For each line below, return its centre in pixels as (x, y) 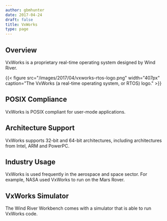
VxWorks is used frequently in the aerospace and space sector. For (76, 174)
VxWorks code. (22, 214)
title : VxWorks (22, 24)
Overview (21, 50)
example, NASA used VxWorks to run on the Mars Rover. (65, 180)
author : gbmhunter (25, 10)
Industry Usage (30, 162)
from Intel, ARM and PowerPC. (37, 146)
